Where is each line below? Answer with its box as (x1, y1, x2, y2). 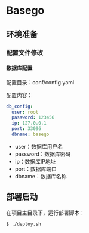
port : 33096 (11, 126, 42, 132)
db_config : (6, 103, 33, 110)
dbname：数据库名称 (14, 173, 67, 180)
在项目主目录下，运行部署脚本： (6, 209, 85, 216)
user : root (11, 109, 39, 115)
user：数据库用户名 (14, 143, 63, 150)
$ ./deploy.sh (6, 221, 42, 227)
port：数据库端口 (14, 165, 57, 173)
